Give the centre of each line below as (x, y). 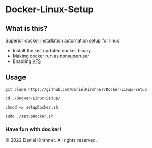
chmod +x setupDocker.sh (32, 107)
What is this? (27, 28)
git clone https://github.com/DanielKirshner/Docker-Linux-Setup (76, 89)
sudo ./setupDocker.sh (29, 116)
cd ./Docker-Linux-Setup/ (33, 98)
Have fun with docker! (33, 129)
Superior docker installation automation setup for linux (62, 40)
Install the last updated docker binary (52, 50)
